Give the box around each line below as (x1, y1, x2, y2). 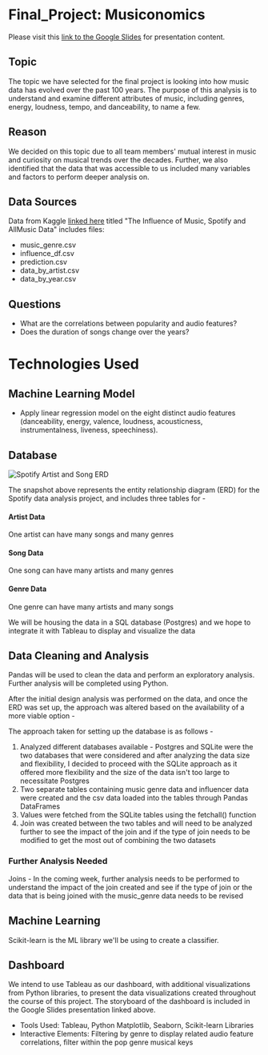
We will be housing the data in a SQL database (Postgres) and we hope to (8, 617, 251, 627)
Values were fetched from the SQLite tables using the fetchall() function (19, 810, 257, 820)
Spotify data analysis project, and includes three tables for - (8, 494, 206, 503)
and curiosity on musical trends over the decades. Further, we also (8, 154, 228, 165)
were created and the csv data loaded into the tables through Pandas (19, 793, 248, 803)
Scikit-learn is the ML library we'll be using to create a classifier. (8, 935, 219, 945)
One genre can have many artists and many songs (8, 601, 174, 611)
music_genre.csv (19, 240, 77, 250)
